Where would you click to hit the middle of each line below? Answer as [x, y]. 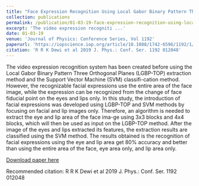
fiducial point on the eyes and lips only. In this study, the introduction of [93, 98]
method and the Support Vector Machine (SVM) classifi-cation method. [93, 79]
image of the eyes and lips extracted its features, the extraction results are [97, 129]
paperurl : [18, 45]
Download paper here [33, 159]
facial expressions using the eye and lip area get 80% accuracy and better [97, 142]
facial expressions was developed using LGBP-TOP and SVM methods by [95, 105]
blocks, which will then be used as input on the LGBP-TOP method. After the [99, 123]
